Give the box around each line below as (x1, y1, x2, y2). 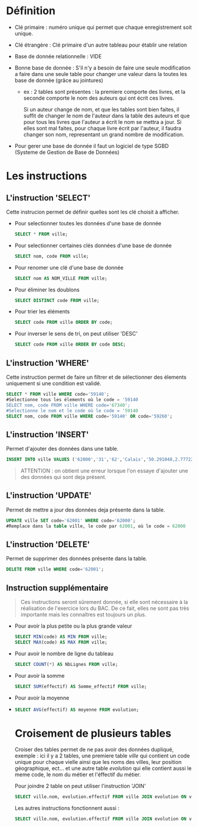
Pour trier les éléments (14, 308, 70, 315)
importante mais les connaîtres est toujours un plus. (20, 611, 147, 618)
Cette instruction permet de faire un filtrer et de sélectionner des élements (6, 373, 187, 380)
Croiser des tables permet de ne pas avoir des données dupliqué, (14, 746, 174, 753)
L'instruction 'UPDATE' (6, 491, 92, 501)
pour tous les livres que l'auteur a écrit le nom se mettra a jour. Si (23, 118, 181, 125)
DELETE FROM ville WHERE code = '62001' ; (6, 566, 104, 573)
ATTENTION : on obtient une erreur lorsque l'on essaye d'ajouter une (20, 467, 189, 474)
